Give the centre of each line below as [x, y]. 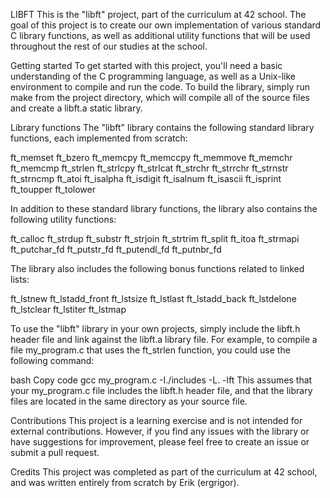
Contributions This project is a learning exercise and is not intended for [156, 420]
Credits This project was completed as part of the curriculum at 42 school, [164, 472]
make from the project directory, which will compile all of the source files [160, 97]
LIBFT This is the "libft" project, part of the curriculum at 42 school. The [158, 14]
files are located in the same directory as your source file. [129, 401]
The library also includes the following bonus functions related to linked [157, 268]
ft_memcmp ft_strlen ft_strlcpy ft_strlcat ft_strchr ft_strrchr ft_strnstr [149, 168]
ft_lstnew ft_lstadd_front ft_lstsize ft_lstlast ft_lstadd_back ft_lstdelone [153, 298]
